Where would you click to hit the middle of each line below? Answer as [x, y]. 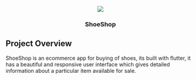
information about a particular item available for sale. [71, 70]
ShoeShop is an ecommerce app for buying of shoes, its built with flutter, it [98, 58]
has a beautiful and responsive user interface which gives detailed [88, 64]
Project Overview [39, 44]
